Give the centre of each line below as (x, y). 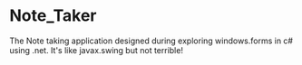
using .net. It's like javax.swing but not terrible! (97, 50)
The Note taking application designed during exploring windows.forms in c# (151, 41)
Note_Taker (53, 16)
